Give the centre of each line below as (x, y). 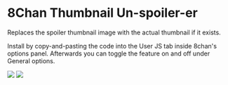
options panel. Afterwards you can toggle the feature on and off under (109, 53)
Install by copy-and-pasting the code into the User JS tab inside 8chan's (112, 46)
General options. (31, 60)
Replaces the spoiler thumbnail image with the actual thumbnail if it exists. (114, 32)
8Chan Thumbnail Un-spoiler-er (102, 13)
